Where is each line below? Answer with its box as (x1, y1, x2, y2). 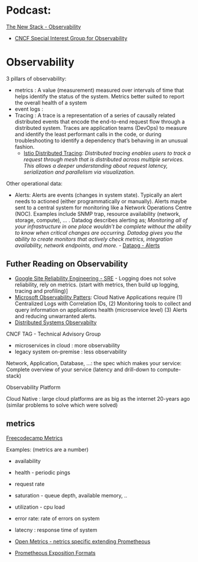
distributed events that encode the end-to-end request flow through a (14, 118, 185, 125)
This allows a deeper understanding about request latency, (23, 162, 168, 169)
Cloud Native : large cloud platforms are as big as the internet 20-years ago (6, 395, 190, 402)
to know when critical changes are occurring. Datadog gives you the (14, 229, 183, 236)
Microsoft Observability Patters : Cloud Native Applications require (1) (14, 293, 183, 301)
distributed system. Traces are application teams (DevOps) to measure (14, 124, 187, 131)
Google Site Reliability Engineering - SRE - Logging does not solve (14, 274, 176, 282)
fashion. (14, 143, 35, 150)
